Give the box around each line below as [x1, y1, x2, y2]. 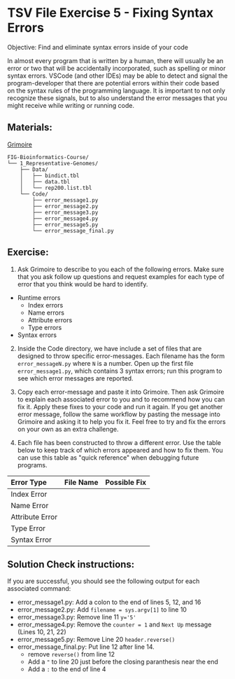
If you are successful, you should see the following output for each [7, 577, 200, 586]
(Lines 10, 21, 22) [17, 628, 66, 636]
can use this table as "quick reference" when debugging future [17, 453, 199, 462]
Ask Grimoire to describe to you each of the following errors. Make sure [17, 265, 225, 273]
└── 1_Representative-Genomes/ [7, 160, 99, 167]
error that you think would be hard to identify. [17, 280, 148, 288]
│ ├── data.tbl [20, 178, 71, 185]
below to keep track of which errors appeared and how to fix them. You [17, 446, 223, 454]
